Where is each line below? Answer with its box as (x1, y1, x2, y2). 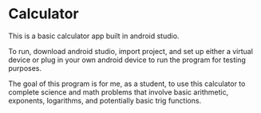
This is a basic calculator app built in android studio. (8, 31, 180, 41)
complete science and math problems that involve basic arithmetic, (8, 87, 229, 96)
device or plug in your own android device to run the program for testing (8, 55, 246, 64)
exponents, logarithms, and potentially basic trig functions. (8, 95, 202, 105)
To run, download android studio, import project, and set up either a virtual (8, 46, 254, 56)
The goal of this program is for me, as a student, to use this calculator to (8, 79, 246, 88)
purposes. (8, 63, 42, 72)
